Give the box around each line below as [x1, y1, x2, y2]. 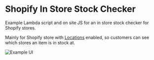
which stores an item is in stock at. [5, 39, 75, 45]
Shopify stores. [5, 25, 36, 30]
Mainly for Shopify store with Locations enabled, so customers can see [5, 34, 149, 40]
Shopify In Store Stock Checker [5, 3, 136, 15]
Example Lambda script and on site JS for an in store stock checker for [5, 20, 149, 26]
